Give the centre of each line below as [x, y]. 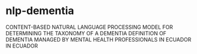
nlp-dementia [40, 11]
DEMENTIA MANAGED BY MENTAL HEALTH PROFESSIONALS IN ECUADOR [98, 39]
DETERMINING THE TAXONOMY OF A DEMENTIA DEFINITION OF [86, 33]
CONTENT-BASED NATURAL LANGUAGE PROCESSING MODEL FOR [89, 27]
